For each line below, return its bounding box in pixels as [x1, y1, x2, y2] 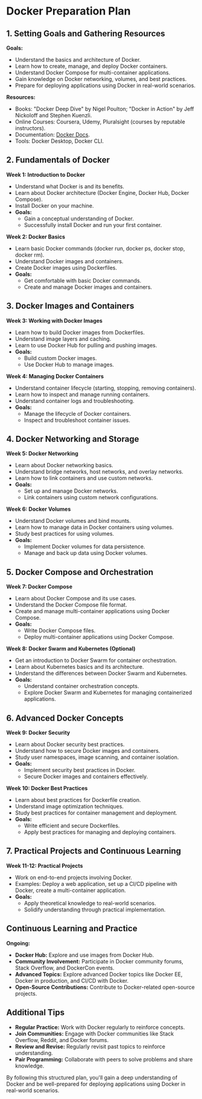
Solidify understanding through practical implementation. [24, 906, 166, 913]
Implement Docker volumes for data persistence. [24, 543, 146, 550]
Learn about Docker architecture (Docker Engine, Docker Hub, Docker [14, 189, 189, 196]
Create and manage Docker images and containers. [24, 283, 153, 290]
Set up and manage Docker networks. [24, 487, 119, 494]
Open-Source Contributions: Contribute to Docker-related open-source [14, 983, 195, 991]
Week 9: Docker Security [6, 729, 71, 736]
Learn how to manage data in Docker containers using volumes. [14, 523, 174, 531]
